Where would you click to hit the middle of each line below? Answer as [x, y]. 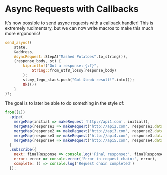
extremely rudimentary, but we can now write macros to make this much [79, 28]
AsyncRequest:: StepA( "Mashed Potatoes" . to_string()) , [71, 57]
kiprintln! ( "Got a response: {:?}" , [61, 66]
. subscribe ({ [23, 150]
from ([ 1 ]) [15, 112]
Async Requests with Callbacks [72, 9]
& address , [24, 52]
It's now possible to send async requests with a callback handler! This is [79, 23]
